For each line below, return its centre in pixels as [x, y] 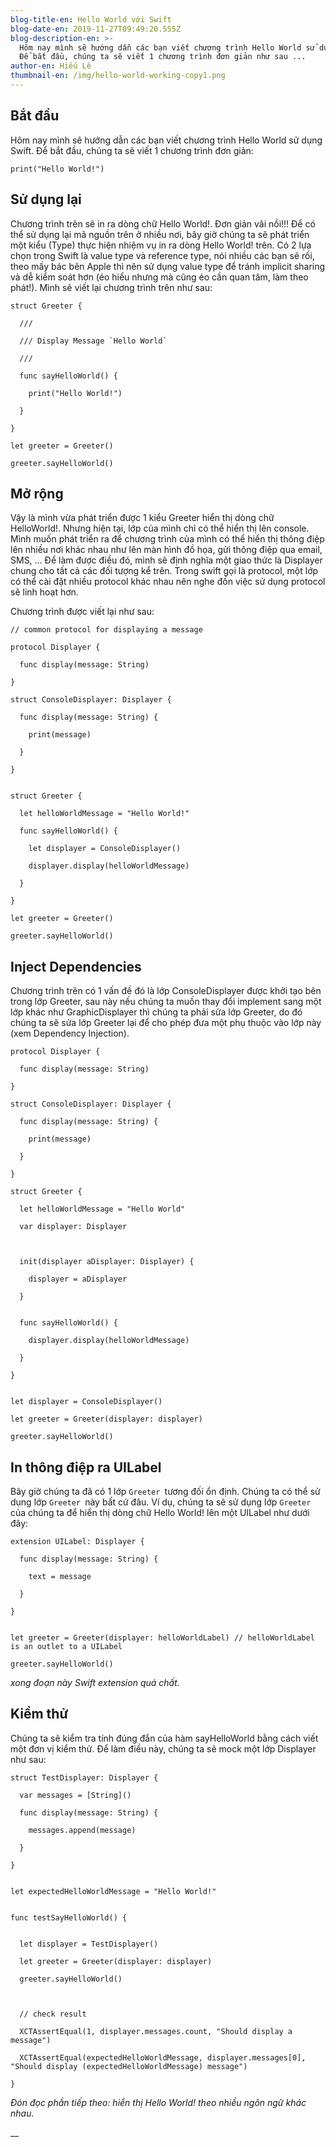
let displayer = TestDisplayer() [89, 1944]
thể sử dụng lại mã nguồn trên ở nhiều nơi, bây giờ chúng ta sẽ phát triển [160, 234]
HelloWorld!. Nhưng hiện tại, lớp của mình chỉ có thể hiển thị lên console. [160, 528]
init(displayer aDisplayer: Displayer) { [107, 1262]
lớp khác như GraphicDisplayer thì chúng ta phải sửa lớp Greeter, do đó [156, 1012]
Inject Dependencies [76, 966]
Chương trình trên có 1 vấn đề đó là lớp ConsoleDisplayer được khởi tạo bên [166, 991]
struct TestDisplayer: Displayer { [84, 1777]
